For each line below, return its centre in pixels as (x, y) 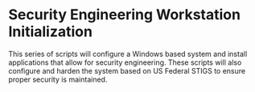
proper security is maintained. (58, 79)
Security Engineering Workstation (125, 15)
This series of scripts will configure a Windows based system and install (128, 54)
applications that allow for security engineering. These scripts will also (125, 62)
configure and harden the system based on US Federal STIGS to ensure (127, 70)
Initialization (50, 32)
